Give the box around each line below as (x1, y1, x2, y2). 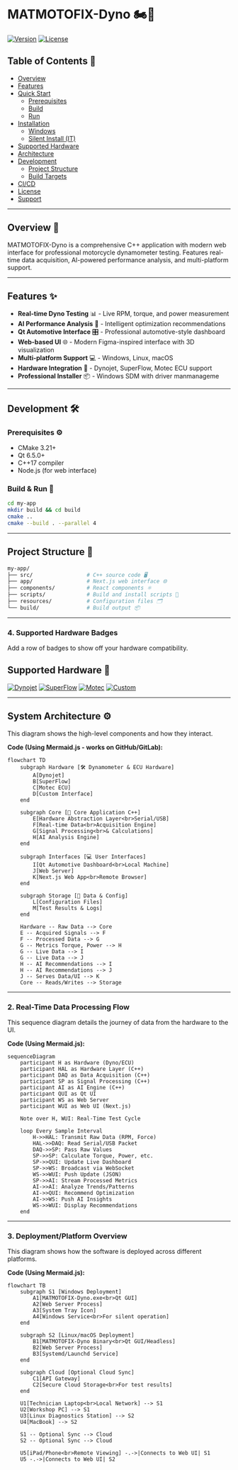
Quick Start (17, 89, 51, 97)
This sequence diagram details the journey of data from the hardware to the (7, 1019, 229, 1027)
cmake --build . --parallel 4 (7, 520, 97, 527)
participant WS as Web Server (20, 1096, 110, 1104)
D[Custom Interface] (33, 790, 93, 797)
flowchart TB (7, 1282, 46, 1289)
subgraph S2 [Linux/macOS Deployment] (20, 1332, 135, 1339)
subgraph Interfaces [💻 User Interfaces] (20, 853, 147, 860)
